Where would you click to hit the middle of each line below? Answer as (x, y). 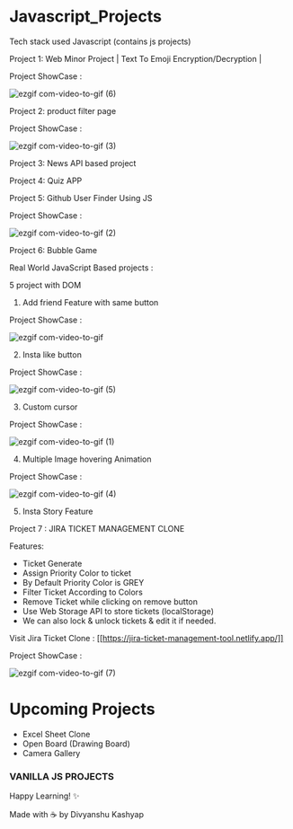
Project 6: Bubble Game (53, 250)
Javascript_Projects (85, 17)
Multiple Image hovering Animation (87, 459)
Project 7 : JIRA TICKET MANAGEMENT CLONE (97, 528)
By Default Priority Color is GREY (83, 582)
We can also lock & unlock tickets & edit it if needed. (119, 621)
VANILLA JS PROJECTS (62, 776)
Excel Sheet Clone (56, 734)
